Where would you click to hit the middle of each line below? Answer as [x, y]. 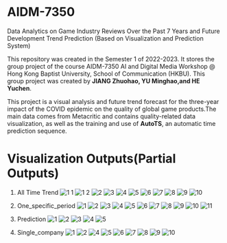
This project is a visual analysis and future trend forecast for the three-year [113, 101]
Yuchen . [20, 88]
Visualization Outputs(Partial [92, 159]
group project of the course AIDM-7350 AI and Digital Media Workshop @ [111, 66]
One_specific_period [46, 205]
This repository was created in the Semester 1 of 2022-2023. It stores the [111, 59]
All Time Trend [38, 192]
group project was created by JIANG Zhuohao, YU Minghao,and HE [104, 81]
